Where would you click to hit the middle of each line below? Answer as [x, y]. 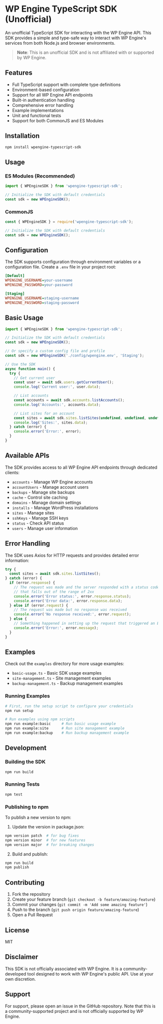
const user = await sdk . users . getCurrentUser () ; [64, 382]
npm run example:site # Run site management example [65, 728]
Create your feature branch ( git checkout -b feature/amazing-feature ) [84, 899]
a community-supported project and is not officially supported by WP [74, 1011]
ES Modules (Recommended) [40, 176]
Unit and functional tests [37, 116]
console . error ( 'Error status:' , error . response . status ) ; [73, 596]
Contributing [25, 883]
